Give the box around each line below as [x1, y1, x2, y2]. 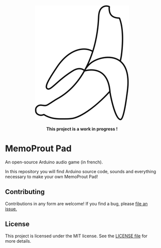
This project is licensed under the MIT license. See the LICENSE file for [5, 233, 148, 239]
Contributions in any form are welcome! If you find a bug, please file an [5, 200, 148, 207]
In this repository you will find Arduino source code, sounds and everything [5, 168, 156, 174]
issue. [5, 206, 17, 212]
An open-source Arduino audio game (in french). [5, 159, 103, 165]
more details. [5, 238, 32, 244]
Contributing [5, 188, 45, 196]
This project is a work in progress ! [46, 126, 118, 132]
